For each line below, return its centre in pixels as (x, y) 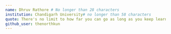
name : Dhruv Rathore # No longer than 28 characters (62, 10)
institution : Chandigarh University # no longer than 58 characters (78, 14)
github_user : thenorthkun (33, 24)
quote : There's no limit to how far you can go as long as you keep (79, 19)
